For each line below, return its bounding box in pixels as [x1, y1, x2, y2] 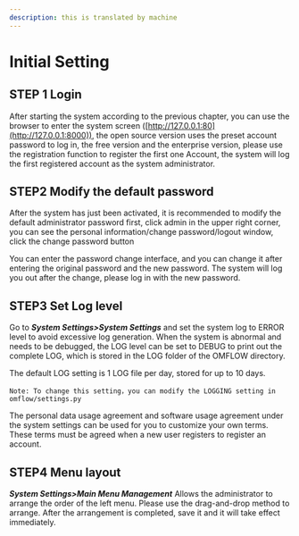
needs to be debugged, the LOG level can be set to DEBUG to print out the [9, 341, 283, 352]
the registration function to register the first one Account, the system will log [9, 148, 290, 159]
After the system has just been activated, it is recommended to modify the [9, 207, 282, 219]
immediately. [9, 517, 56, 528]
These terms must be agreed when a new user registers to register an [9, 430, 266, 440]
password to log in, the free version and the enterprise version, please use [9, 139, 283, 150]
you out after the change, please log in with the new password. [9, 272, 241, 283]
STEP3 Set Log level [9, 298, 123, 314]
